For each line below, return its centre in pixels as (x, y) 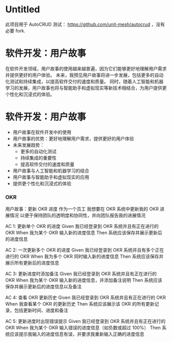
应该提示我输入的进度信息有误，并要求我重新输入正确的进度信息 (77, 334)
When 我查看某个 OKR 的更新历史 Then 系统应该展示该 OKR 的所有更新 (80, 304)
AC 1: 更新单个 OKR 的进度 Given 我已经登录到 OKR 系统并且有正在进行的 (82, 226)
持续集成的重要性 (38, 158)
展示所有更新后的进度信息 (32, 263)
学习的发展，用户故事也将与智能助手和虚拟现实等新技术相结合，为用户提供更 (86, 88)
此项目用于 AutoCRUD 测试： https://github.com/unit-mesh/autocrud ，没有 (85, 24)
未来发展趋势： (28, 145)
